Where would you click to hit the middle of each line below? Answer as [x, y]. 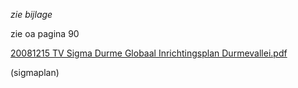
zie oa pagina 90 [45, 33]
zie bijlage [31, 14]
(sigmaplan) [35, 72]
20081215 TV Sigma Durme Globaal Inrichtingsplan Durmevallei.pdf [149, 53]
